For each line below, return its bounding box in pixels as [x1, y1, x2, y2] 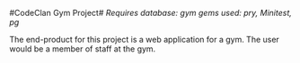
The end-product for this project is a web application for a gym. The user [9, 35, 280, 44]
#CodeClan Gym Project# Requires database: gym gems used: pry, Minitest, [9, 8, 292, 18]
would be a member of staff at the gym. [9, 43, 156, 54]
